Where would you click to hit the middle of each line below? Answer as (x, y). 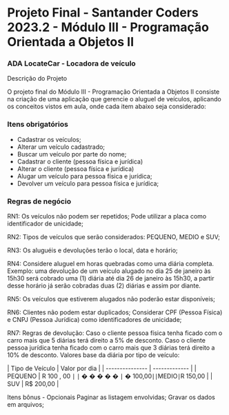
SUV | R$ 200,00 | (33, 384)
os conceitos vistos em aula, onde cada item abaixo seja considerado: (107, 107)
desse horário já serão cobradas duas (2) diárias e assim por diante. (104, 286)
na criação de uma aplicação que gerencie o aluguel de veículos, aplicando (114, 99)
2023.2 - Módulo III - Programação (108, 27)
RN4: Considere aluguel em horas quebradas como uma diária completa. (111, 264)
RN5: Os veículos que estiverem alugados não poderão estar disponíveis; (111, 299)
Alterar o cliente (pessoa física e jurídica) (76, 169)
